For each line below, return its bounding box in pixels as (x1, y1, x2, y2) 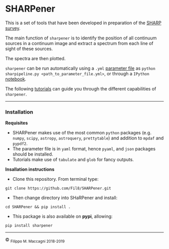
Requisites (5, 120, 28, 126)
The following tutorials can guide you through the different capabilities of (5, 85, 156, 91)
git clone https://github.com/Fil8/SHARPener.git (5, 186, 112, 191)
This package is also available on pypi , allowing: (12, 213, 113, 220)
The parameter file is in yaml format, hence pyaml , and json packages (12, 146, 156, 152)
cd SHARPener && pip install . (5, 205, 71, 210)
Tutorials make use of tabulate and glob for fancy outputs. (12, 157, 134, 163)
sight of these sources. (5, 45, 53, 52)
